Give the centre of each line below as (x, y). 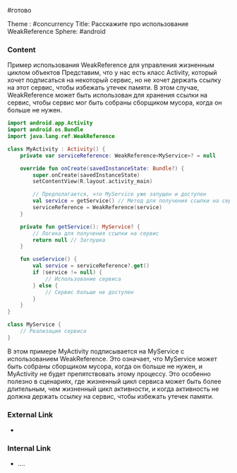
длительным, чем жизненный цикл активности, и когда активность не (113, 389)
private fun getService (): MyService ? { (80, 227)
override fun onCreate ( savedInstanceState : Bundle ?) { (102, 168)
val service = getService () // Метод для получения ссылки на (126, 201)
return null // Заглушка (69, 240)
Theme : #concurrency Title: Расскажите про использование (98, 24)
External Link (30, 414)
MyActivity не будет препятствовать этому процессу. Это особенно (109, 373)
